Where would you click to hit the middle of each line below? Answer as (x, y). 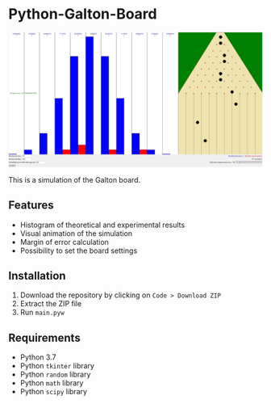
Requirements (44, 337)
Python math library (52, 383)
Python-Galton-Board (83, 14)
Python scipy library (53, 392)
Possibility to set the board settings (79, 250)
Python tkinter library (57, 366)
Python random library (55, 375)
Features (31, 206)
